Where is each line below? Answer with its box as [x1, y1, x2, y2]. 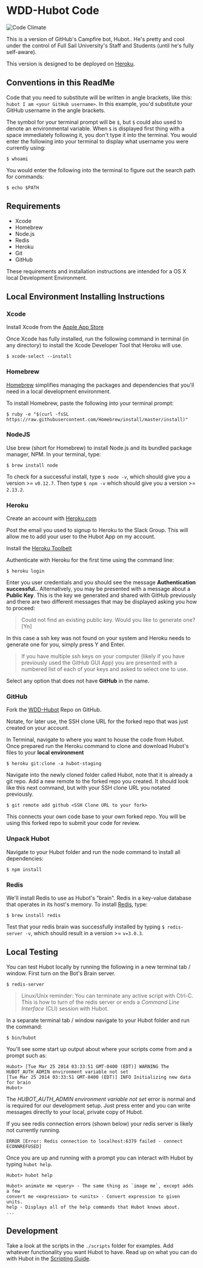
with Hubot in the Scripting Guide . [6, 1255, 91, 1262]
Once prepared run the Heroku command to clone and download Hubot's [6, 742, 189, 750]
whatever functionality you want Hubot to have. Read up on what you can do [6, 1248, 198, 1255]
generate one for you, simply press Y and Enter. [6, 641, 125, 649]
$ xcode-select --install [6, 353, 72, 359]
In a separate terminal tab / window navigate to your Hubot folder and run [6, 1016, 190, 1024]
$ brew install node [6, 462, 59, 469]
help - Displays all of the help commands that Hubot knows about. [6, 1204, 181, 1210]
